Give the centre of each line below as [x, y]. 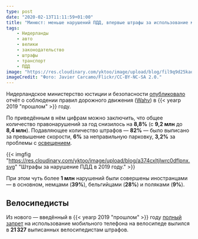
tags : [13, 28]
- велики [27, 45]
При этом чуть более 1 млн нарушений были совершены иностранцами [97, 178]
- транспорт [31, 61]
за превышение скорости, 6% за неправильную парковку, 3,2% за [91, 137]
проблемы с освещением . [39, 143]
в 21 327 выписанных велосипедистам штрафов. [67, 230]
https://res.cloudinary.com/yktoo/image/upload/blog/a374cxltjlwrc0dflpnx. [99, 161]
